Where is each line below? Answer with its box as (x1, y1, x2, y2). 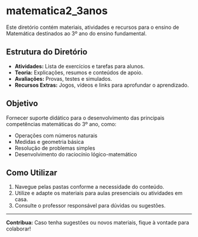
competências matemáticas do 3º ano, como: (6, 120, 117, 127)
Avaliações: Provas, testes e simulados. (14, 75, 113, 82)
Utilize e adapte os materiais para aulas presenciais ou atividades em (14, 190, 183, 197)
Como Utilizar (6, 167, 58, 177)
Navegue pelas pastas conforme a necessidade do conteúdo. (14, 183, 164, 190)
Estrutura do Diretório (6, 47, 88, 57)
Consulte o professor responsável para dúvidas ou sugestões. (14, 202, 166, 209)
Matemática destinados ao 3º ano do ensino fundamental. (6, 29, 147, 37)
